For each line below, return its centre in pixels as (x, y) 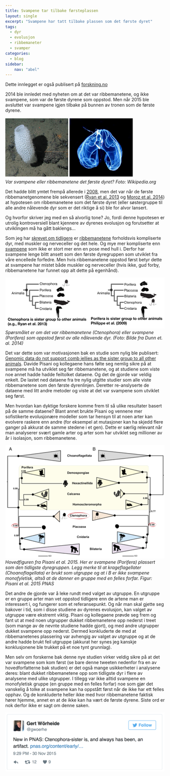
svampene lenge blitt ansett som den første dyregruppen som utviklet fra (81, 254)
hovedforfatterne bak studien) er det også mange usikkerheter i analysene (83, 668)
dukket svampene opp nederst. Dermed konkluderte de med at (71, 631)
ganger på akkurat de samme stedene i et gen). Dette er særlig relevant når (84, 427)
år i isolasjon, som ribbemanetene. (41, 438)
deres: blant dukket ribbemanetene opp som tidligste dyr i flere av (74, 673)
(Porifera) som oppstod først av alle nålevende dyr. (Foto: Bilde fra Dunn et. (84, 338)
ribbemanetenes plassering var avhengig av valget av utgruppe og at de (80, 636)
